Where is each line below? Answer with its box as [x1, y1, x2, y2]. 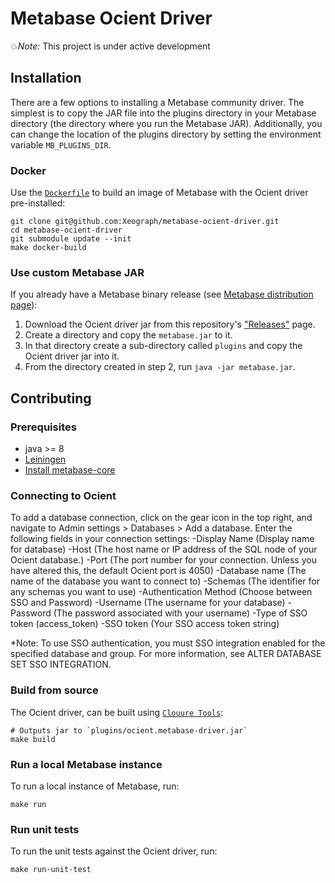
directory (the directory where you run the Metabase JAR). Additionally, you [10, 117, 323, 129]
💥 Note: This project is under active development [10, 40, 211, 52]
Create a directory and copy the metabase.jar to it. [24, 329, 233, 341]
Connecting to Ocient [10, 488, 117, 502]
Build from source [10, 683, 99, 697]
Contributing [10, 390, 92, 407]
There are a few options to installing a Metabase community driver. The [10, 96, 305, 108]
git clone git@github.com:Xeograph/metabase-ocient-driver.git [10, 217, 280, 227]
